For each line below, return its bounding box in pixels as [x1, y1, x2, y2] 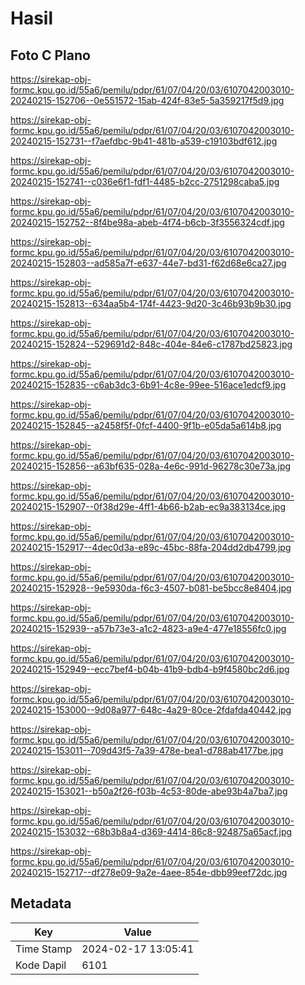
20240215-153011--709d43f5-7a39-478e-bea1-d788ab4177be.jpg [10, 745, 284, 756]
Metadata [10, 895, 72, 912]
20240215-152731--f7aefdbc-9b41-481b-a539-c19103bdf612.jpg [10, 135, 278, 147]
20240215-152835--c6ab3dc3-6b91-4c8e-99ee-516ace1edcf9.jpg [10, 379, 287, 391]
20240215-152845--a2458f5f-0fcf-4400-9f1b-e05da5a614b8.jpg [10, 420, 282, 431]
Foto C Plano [10, 47, 91, 64]
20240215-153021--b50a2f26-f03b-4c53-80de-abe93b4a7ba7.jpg [10, 785, 288, 797]
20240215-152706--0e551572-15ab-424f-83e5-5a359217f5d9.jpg [10, 95, 285, 106]
